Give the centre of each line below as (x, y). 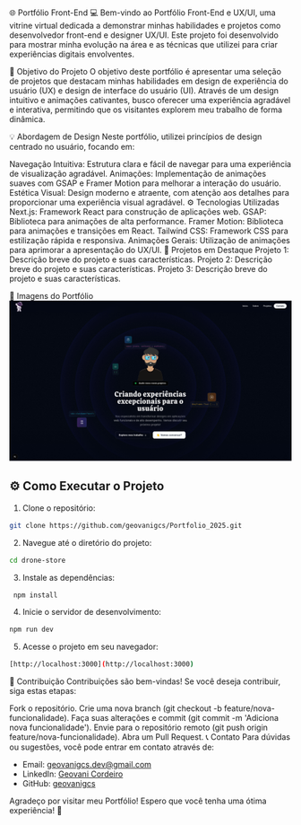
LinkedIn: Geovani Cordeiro (73, 774)
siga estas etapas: (43, 691)
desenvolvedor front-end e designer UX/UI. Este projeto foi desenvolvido (144, 35)
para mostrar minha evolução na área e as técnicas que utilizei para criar (143, 44)
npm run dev (31, 630)
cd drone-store (38, 560)
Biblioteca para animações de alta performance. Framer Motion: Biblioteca (146, 221)
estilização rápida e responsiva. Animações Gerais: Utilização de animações (150, 240)
